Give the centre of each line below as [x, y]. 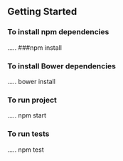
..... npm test [26, 150]
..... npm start [27, 115]
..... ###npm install [35, 47]
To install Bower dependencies [61, 66]
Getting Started [42, 12]
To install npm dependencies [58, 32]
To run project [32, 100]
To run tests [28, 134]
